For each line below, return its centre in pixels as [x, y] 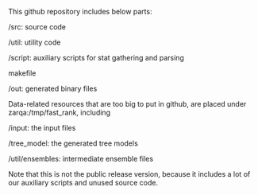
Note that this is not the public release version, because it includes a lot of [129, 174]
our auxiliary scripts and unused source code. [83, 183]
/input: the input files [42, 128]
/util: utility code [35, 42]
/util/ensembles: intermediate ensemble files [81, 159]
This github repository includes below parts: [80, 12]
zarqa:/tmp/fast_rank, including [60, 112]
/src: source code [37, 27]
